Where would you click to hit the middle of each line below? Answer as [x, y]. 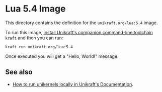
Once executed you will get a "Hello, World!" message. [62, 56]
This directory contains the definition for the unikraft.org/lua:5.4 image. [82, 23]
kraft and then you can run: [34, 38]
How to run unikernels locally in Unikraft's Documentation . [73, 84]
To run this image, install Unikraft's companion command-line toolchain [79, 32]
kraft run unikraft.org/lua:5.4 [39, 47]
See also [19, 72]
